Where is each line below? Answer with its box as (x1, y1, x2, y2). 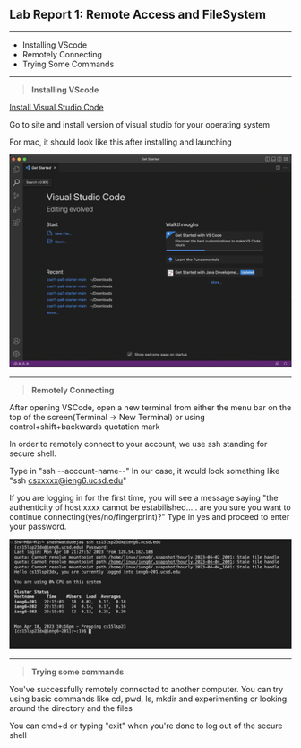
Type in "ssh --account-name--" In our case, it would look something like (9, 465, 280, 476)
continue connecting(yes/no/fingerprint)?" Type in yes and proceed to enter (9, 511, 290, 522)
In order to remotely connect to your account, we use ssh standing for (9, 438, 268, 449)
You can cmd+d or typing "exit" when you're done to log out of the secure (9, 720, 283, 731)
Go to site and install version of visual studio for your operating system (9, 119, 271, 129)
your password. (9, 521, 67, 532)
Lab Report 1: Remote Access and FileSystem (9, 7, 267, 22)
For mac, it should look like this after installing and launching (9, 136, 233, 147)
